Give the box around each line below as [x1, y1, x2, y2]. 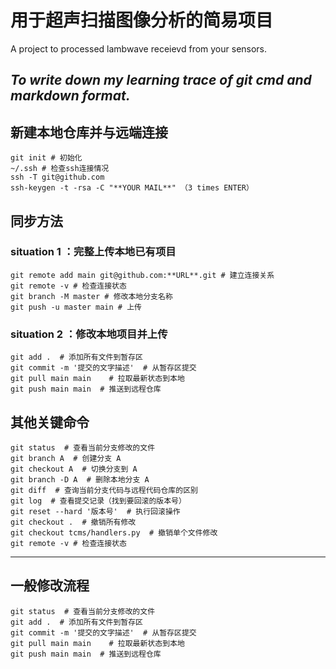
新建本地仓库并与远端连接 [10, 124, 168, 141]
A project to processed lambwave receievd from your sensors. [10, 42, 268, 55]
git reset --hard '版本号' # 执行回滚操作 [10, 506, 181, 516]
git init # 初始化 [10, 153, 83, 163]
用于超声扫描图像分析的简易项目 [10, 9, 274, 32]
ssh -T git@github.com [10, 172, 105, 183]
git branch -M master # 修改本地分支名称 [10, 291, 173, 301]
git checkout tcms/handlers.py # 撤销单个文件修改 [10, 527, 218, 538]
